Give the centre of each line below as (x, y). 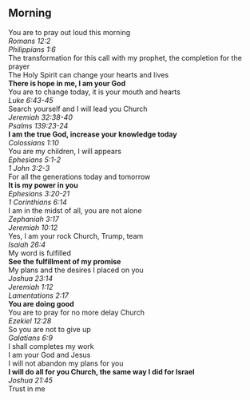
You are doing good (41, 303)
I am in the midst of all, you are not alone (75, 210)
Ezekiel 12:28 (30, 321)
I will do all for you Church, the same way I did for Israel (101, 371)
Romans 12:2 (30, 41)
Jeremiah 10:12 (33, 228)
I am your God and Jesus (50, 354)
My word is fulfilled (40, 253)
